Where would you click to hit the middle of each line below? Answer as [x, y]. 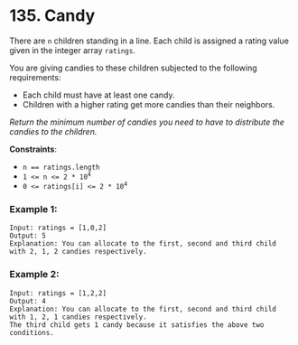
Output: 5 [28, 236]
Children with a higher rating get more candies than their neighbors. [149, 104]
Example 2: [34, 275]
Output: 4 [28, 301]
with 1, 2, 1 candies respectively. [78, 317]
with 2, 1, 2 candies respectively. [78, 252]
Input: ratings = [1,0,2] [58, 228]
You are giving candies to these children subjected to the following [133, 68]
